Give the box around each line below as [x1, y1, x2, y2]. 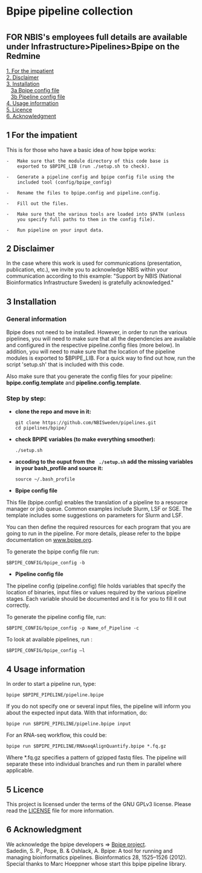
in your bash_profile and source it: [15, 465, 103, 472]
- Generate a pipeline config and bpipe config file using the [6, 174, 174, 180]
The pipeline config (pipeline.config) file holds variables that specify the [6, 582, 186, 590]
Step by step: [6, 394, 47, 403]
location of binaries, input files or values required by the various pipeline [6, 589, 186, 596]
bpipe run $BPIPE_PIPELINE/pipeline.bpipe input [6, 721, 131, 727]
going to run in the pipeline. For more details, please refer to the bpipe [6, 530, 181, 537]
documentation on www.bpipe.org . [6, 536, 93, 544]
